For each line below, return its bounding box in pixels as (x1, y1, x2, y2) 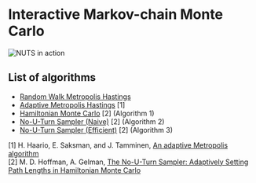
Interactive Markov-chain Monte (8, 5, 224, 24)
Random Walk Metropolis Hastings (19, 92, 131, 101)
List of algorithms (8, 71, 97, 84)
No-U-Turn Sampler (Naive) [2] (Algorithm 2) (19, 116, 165, 126)
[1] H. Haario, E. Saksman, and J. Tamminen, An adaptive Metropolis (8, 140, 229, 150)
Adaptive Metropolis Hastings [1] (19, 100, 126, 109)
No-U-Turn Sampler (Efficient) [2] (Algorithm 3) (19, 125, 174, 134)
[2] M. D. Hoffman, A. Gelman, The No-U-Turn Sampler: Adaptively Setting (8, 157, 249, 167)
